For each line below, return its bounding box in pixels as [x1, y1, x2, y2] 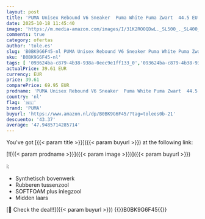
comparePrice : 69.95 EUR [6, 83, 70, 89]
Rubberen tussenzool [15, 181, 69, 189]
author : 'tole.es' [6, 43, 53, 49]
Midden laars [15, 194, 49, 201]
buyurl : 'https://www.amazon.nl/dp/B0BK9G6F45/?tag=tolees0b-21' [6, 111, 176, 117]
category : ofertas [6, 37, 53, 43]
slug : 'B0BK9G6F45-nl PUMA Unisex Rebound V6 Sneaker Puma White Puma [6, 49, 190, 55]
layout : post [6, 9, 40, 15]
